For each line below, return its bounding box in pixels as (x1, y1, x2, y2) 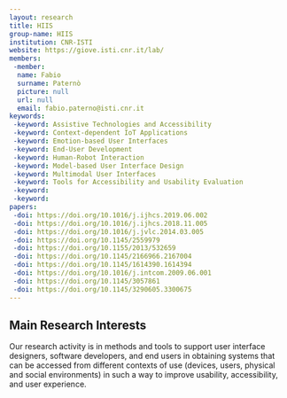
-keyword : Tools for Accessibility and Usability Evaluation (12, 178, 244, 187)
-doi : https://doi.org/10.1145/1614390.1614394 (12, 261, 192, 269)
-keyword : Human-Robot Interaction (12, 152, 144, 162)
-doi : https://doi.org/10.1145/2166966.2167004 (12, 252, 192, 261)
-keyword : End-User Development (12, 144, 133, 153)
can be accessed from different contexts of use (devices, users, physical (9, 360, 275, 371)
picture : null (17, 87, 69, 96)
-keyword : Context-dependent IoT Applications (12, 129, 189, 137)
